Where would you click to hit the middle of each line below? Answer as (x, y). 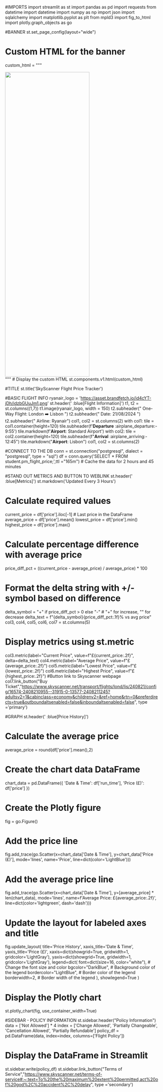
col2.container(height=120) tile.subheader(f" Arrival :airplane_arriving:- (76, 436)
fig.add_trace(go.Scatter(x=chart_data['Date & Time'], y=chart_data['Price (79, 854)
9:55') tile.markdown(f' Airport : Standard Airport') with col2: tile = (71, 431)
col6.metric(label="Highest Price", (80, 671)
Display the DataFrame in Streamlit (77, 1056)
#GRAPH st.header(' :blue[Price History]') (47, 716)
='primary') (16, 707)
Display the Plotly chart (53, 997)
